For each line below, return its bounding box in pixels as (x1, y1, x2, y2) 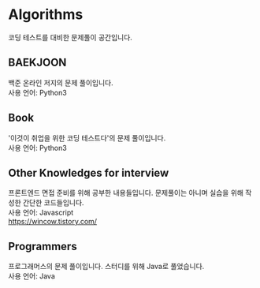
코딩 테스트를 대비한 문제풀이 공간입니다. (8, 32, 132, 42)
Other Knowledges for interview (8, 166, 169, 179)
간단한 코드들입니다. (22, 198, 84, 208)
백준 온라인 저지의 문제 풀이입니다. (8, 77, 113, 88)
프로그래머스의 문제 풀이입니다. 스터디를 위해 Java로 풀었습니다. (8, 262, 205, 271)
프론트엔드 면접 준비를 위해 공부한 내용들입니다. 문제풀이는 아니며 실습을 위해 (8, 188, 244, 198)
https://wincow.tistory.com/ (8, 217, 97, 226)
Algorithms (8, 6, 84, 24)
